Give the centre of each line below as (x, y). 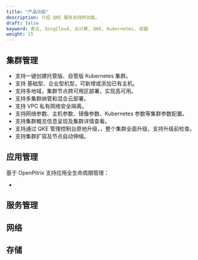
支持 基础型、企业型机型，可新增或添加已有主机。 (76, 83)
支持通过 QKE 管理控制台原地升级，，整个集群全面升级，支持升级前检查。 (105, 128)
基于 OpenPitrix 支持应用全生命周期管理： (58, 173)
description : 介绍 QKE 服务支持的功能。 (53, 17)
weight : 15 (20, 34)
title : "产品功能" (28, 12)
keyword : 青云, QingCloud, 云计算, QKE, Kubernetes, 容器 (77, 29)
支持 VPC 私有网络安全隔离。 (51, 106)
